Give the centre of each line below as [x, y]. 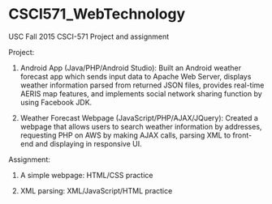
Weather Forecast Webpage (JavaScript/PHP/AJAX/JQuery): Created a [139, 117]
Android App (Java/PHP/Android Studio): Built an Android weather [131, 68]
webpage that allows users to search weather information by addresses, [141, 126]
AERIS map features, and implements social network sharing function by [141, 93]
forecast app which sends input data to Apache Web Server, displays [136, 76]
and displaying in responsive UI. [89, 143]
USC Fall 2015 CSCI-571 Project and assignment [89, 36]
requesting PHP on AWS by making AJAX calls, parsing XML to [125, 135]
